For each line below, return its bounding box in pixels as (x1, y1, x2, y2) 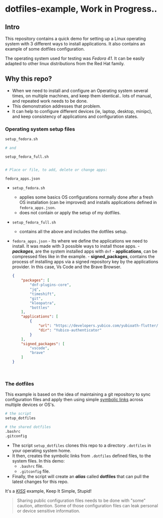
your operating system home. (12, 447, 72, 453)
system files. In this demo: (12, 458, 65, 463)
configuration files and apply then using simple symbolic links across (5, 397, 144, 403)
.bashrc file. (19, 463, 44, 469)
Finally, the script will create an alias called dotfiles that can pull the (12, 473, 149, 479)
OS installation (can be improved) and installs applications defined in (19, 200, 157, 205)
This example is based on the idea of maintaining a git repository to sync (5, 391, 151, 397)
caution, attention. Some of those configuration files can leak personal (17, 502, 158, 508)
